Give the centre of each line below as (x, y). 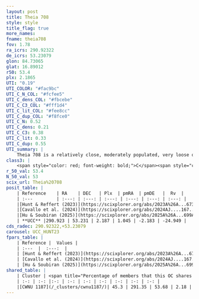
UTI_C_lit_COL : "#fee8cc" (38, 111)
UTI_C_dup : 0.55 (26, 144)
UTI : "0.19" (21, 83)
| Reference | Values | (47, 243)
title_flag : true (28, 28)
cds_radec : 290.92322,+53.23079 (46, 226)
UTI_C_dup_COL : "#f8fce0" (38, 116)
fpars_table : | (25, 237)
